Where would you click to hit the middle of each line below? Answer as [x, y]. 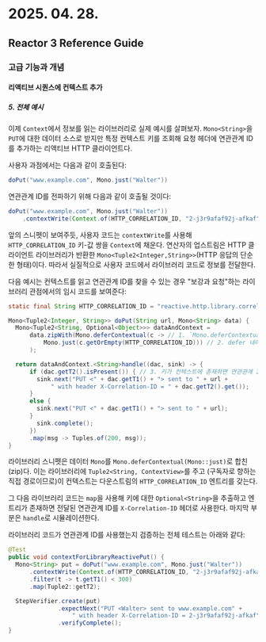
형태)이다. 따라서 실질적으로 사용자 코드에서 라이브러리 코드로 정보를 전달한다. [136, 264]
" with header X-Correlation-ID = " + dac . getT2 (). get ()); [150, 386]
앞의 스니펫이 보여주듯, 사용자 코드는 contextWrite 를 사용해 [100, 235]
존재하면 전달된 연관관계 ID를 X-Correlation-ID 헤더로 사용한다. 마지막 [139, 508]
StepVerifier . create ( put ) [58, 601]
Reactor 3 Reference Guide [76, 43]
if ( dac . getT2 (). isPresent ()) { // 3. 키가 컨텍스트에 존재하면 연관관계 [141, 372]
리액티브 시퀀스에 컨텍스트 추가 [55, 87]
